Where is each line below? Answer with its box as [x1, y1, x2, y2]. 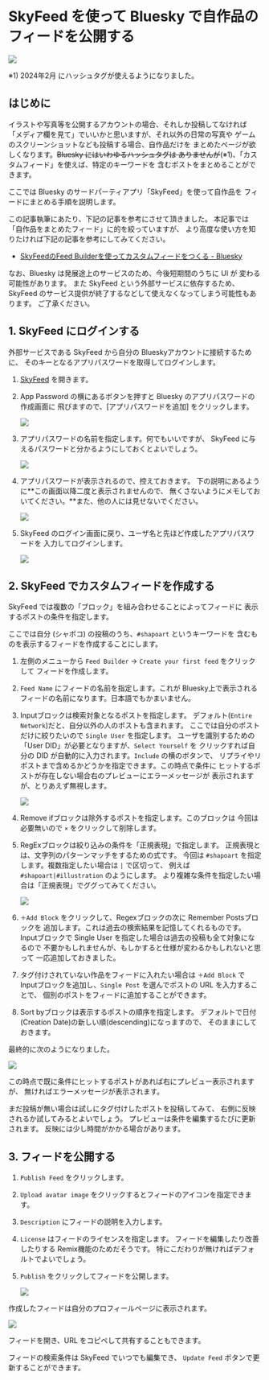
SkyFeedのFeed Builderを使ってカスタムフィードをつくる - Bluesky [19, 251, 243, 261]
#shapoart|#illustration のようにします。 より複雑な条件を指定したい [19, 871, 255, 880]
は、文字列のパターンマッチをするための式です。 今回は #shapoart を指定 [19, 851, 262, 860]
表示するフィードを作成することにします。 [22, 639, 163, 649]
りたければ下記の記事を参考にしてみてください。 [8, 234, 170, 244]
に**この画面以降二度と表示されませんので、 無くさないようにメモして [19, 486, 254, 496]
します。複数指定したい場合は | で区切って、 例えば [19, 860, 190, 870]
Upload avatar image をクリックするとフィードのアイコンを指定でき [19, 1190, 245, 1200]
